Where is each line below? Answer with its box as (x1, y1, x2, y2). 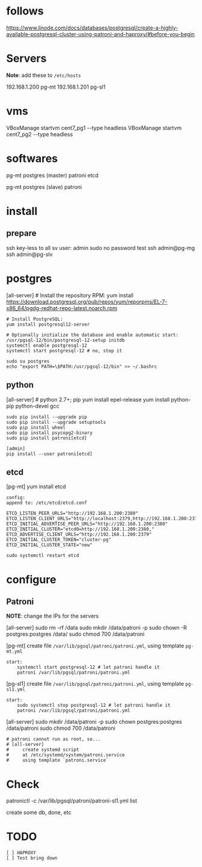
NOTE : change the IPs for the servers (6, 612, 99, 620)
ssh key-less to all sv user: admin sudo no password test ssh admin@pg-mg (6, 244, 195, 251)
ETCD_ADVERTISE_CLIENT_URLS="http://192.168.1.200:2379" (6, 532, 152, 538)
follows (6, 4, 44, 18)
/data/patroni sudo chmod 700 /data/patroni (6, 724, 115, 732)
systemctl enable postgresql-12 (6, 342, 87, 349)
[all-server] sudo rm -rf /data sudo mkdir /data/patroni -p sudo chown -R (6, 624, 188, 632)
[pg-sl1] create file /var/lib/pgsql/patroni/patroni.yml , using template (6, 680, 185, 688)
